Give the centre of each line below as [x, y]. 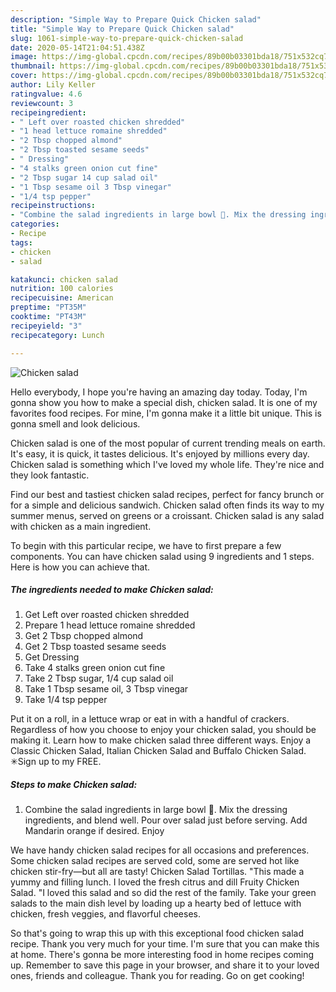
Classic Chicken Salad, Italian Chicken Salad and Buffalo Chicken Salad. [158, 751]
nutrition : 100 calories [62, 289]
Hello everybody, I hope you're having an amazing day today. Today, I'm [159, 392]
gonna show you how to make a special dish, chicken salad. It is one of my [164, 402]
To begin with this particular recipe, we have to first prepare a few [146, 545]
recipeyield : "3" [46, 326]
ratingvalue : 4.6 [46, 94]
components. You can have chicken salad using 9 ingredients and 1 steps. [162, 556]
